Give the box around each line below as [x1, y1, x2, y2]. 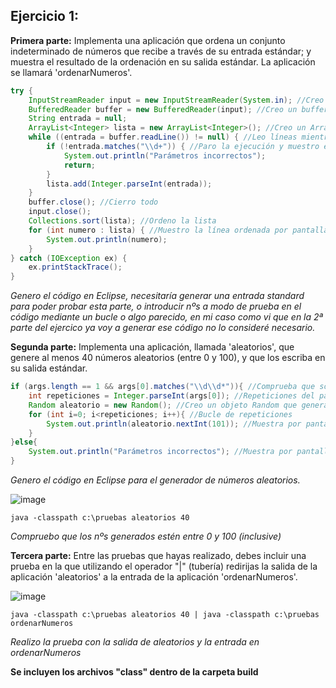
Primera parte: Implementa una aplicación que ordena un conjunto [10, 34, 286, 46]
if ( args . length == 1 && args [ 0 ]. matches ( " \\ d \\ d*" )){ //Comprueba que [10, 382, 316, 392]
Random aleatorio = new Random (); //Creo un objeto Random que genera [28, 400, 329, 410]
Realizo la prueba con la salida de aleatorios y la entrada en [10, 636, 260, 648]
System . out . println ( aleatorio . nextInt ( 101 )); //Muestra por [46, 419, 302, 429]
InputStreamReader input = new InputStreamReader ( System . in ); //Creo [28, 95, 325, 105]
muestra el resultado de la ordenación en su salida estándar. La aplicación [10, 55, 316, 68]
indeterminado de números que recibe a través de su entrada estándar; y [10, 45, 312, 57]
